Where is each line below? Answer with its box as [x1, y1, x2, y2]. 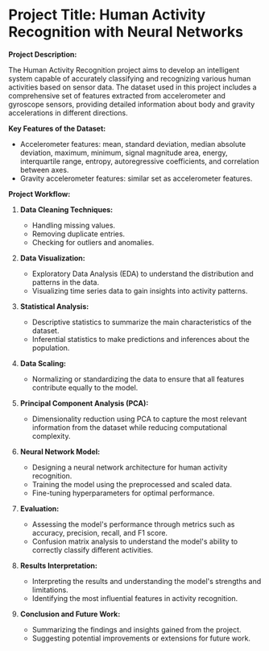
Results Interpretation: [19, 561, 98, 570]
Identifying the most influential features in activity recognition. [31, 593, 238, 603]
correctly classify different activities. [31, 545, 154, 554]
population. [31, 343, 70, 353]
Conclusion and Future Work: [19, 609, 121, 619]
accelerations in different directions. [8, 107, 129, 118]
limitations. [31, 585, 68, 595]
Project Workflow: [8, 189, 71, 198]
